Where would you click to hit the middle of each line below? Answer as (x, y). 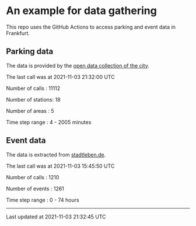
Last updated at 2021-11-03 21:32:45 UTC (56, 217)
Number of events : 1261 (35, 189)
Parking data (30, 52)
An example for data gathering (82, 11)
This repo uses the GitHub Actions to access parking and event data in (91, 27)
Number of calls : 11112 (33, 88)
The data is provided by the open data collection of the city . (78, 65)
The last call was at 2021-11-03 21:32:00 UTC (60, 77)
